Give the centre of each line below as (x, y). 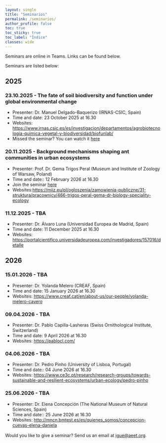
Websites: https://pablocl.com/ (43, 341)
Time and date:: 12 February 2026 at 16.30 (55, 179)
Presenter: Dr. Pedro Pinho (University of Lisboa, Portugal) (72, 365)
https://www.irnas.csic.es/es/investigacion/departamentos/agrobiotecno (86, 128)
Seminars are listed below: (32, 65)
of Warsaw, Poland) (32, 174)
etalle (18, 245)
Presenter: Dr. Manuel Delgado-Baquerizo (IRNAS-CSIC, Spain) (77, 113)
